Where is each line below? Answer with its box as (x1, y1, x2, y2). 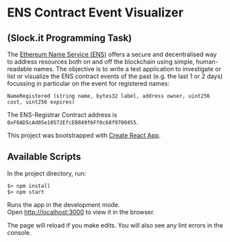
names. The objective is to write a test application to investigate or (33, 65, 222, 73)
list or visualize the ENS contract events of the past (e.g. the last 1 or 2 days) (7, 72, 223, 80)
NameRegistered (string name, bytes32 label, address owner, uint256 (7, 93, 211, 99)
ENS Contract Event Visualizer (7, 5, 184, 21)
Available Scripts (7, 151, 81, 162)
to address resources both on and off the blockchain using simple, (7, 58, 195, 66)
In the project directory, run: (7, 169, 87, 178)
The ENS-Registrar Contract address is (7, 111, 117, 119)
